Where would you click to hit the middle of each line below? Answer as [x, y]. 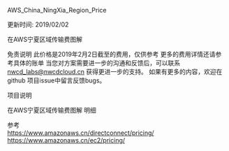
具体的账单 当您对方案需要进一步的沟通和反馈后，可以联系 [96, 63]
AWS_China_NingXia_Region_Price [57, 10]
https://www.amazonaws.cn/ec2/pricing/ [66, 140]
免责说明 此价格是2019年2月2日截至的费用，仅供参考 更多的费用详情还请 [111, 54]
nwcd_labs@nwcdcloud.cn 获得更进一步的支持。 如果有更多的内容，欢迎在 [115, 72]
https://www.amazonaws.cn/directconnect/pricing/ [81, 133]
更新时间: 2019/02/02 [38, 24]
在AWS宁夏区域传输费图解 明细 [52, 110]
